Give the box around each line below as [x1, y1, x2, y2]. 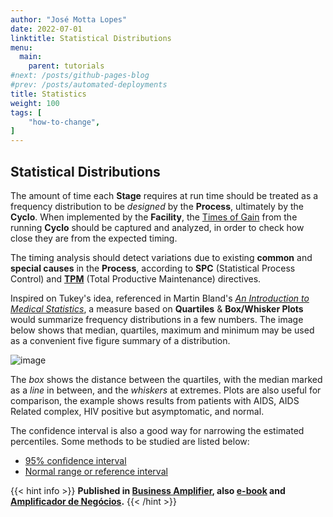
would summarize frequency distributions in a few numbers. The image [10, 313, 304, 325]
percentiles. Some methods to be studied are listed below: [10, 435, 250, 447]
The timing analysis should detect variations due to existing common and [10, 251, 313, 263]
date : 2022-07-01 [10, 24, 83, 34]
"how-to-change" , [28, 117, 101, 127]
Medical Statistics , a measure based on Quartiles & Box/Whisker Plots [10, 302, 304, 315]
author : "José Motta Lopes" [10, 14, 128, 25]
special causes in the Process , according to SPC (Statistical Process [10, 262, 296, 274]
